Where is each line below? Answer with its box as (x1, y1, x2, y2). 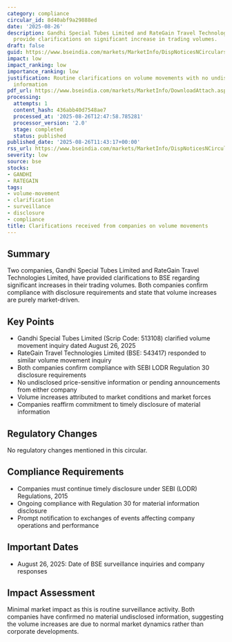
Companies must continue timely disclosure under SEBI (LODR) (17, 484, 198, 493)
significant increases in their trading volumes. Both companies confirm (7, 281, 209, 289)
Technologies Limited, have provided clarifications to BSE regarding (7, 274, 200, 282)
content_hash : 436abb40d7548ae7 (13, 107, 107, 113)
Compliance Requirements (7, 466, 124, 478)
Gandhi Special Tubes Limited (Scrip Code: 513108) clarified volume (17, 334, 211, 342)
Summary (7, 248, 50, 259)
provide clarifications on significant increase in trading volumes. (13, 36, 217, 43)
